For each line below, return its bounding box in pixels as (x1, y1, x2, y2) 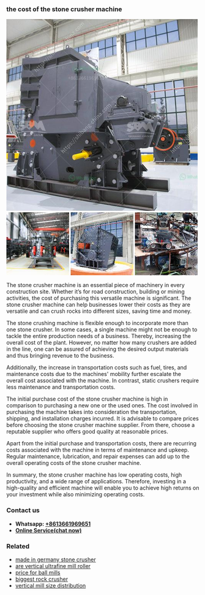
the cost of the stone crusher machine (6, 5, 122, 13)
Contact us (6, 506, 40, 515)
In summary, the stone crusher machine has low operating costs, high (6, 471, 182, 478)
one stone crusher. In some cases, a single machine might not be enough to (6, 326, 198, 333)
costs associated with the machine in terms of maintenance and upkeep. (6, 447, 190, 454)
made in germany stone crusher (15, 556, 96, 563)
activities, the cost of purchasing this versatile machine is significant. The (6, 294, 192, 302)
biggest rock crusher (15, 575, 69, 583)
